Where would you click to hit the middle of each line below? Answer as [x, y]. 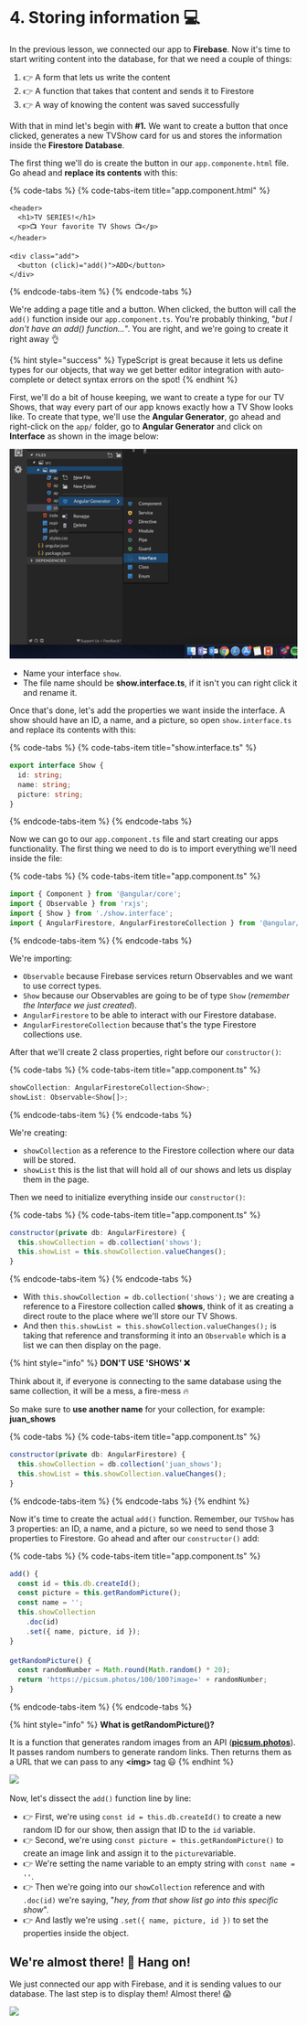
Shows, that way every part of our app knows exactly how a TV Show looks [152, 407]
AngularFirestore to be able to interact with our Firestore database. [149, 1015]
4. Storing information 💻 [105, 18]
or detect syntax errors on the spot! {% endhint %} [143, 379]
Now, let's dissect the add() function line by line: [101, 1798]
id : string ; [41, 775]
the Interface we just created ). [79, 1005]
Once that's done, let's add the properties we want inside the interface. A [148, 710]
